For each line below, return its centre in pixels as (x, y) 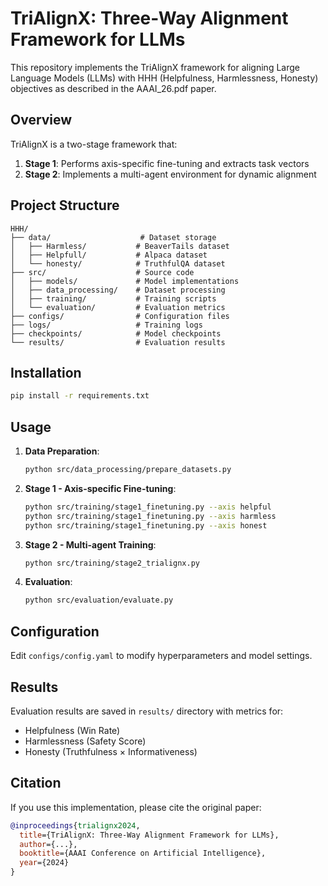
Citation (36, 783)
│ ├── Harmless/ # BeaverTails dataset (120, 246)
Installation (46, 372)
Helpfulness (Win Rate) (72, 730)
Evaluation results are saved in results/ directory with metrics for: (147, 711)
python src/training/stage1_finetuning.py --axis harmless (150, 516)
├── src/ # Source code (102, 272)
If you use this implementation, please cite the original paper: (136, 807)
